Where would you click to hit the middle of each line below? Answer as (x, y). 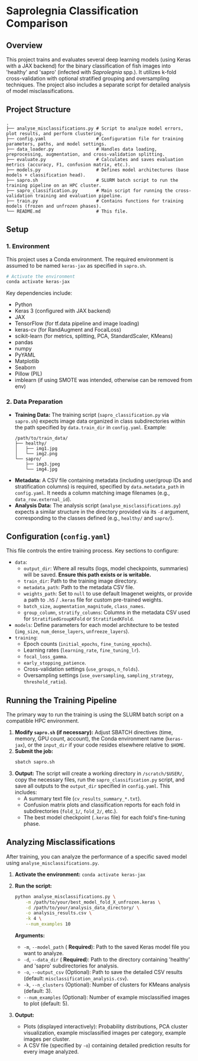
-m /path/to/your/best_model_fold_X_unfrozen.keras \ (93, 902)
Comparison (37, 23)
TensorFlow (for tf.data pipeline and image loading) (77, 323)
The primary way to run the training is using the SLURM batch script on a (95, 715)
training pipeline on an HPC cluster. (54, 185)
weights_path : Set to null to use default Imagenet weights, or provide (108, 594)
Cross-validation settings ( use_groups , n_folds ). (82, 669)
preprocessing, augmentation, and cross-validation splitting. (86, 154)
